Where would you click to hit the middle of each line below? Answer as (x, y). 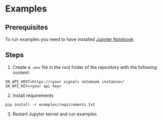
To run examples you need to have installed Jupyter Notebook (69, 39)
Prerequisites (27, 27)
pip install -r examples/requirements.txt (50, 104)
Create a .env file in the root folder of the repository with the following (85, 67)
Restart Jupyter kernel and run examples (54, 114)
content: (21, 72)
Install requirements (33, 95)
